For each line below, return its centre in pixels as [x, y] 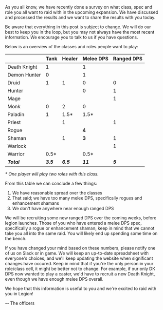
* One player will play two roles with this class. [52, 174]
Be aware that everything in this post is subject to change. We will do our [78, 27]
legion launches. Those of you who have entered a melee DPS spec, [73, 223]
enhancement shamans [36, 203]
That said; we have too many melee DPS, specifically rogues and [77, 198]
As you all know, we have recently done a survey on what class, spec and [79, 7]
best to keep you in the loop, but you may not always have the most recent [80, 32]
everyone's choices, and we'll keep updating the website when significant [79, 258]
